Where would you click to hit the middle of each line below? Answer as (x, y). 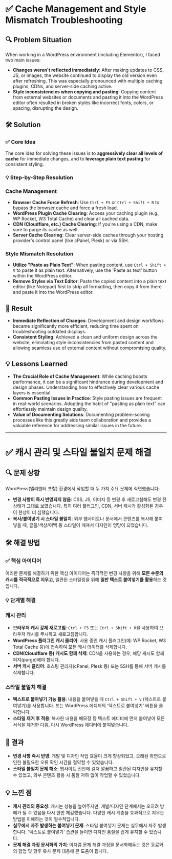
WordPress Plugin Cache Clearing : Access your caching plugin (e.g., (86, 213)
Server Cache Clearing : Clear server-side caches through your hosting (88, 235)
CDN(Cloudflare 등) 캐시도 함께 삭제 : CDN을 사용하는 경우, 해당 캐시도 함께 (89, 653)
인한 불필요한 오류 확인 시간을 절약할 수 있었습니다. (63, 762)
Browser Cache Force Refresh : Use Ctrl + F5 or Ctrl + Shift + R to (86, 202)
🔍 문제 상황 (23, 473)
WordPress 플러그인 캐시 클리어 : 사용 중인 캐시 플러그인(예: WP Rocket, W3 (89, 640)
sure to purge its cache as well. (46, 229)
